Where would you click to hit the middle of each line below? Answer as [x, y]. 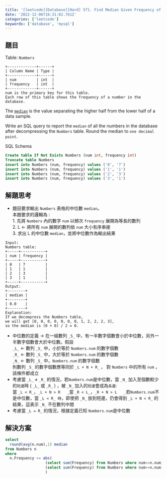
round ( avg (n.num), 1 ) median [39, 444]
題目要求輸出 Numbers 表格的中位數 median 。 [57, 208]
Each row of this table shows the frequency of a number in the [73, 97]
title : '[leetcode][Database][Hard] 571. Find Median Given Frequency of [83, 10]
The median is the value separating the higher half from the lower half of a [80, 111]
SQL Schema [19, 146]
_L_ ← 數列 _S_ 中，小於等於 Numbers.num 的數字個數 [65, 348]
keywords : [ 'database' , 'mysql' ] [40, 24]
